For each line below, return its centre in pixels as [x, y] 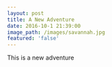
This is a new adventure [41, 58]
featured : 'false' [33, 39]
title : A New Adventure [41, 20]
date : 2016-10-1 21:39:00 [44, 26]
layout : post [26, 13]
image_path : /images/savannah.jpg [56, 32]
